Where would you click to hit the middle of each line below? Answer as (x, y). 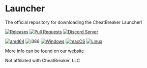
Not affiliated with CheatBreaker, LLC (43, 60)
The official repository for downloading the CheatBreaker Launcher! (74, 22)
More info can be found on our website (44, 51)
